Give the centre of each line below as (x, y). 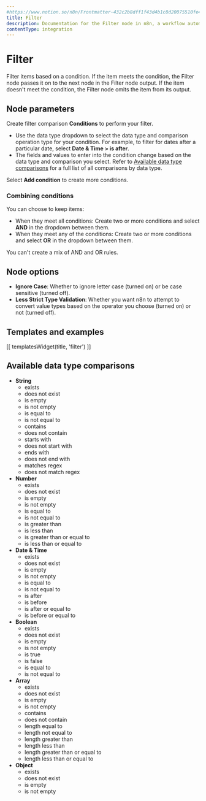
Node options (33, 271)
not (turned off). (36, 313)
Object (24, 765)
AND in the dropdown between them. (63, 228)
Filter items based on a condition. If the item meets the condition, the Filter (100, 77)
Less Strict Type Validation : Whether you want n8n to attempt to (97, 300)
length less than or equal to (59, 759)
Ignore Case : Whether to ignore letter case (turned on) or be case (98, 286)
